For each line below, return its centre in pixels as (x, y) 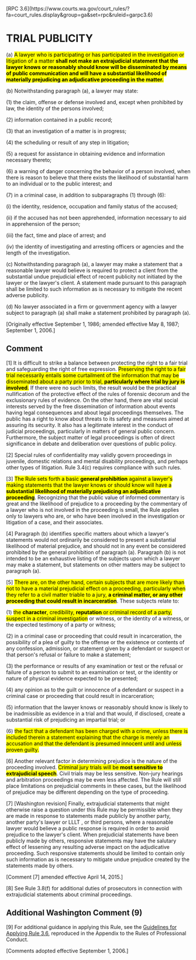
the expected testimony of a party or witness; (61, 624)
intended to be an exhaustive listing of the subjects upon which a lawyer (93, 558)
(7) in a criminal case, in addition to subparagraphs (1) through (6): (86, 195)
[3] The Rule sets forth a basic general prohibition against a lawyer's (89, 479)
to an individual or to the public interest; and (59, 184)
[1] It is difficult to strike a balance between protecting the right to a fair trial (97, 363)
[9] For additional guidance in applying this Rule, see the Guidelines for (92, 927)
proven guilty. (23, 749)
